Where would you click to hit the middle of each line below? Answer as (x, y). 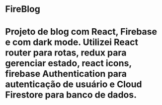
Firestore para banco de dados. (71, 95)
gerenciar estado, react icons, (68, 63)
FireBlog (23, 9)
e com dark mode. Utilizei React (72, 42)
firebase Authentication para (66, 74)
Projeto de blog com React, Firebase (81, 32)
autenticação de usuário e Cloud (74, 84)
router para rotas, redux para (66, 53)
